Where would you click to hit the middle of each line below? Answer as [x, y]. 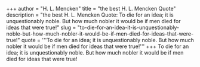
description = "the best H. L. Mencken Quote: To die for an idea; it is [90, 15]
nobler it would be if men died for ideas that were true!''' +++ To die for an [98, 46]
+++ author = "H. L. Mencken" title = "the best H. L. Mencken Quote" [91, 9]
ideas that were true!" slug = [41, 27]
